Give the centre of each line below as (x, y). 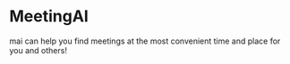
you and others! (38, 50)
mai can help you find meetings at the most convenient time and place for (145, 41)
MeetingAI (49, 16)
